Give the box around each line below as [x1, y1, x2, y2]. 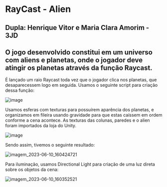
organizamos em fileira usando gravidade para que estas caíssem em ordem [5, 112, 163, 118]
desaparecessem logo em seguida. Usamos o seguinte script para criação [5, 82, 158, 88]
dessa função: [5, 87, 35, 93]
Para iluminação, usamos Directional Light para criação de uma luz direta [5, 161, 156, 168]
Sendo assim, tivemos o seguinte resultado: [5, 142, 95, 148]
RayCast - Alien [5, 3, 71, 15]
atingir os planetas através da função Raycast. [5, 63, 153, 72]
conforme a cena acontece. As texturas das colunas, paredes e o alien [5, 117, 151, 123]
